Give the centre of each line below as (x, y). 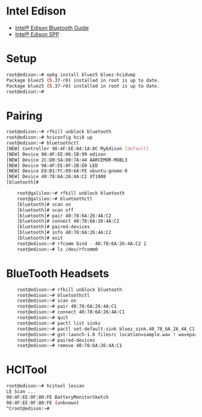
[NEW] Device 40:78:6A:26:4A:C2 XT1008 (56, 177)
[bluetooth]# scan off (45, 210)
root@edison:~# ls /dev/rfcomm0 (57, 249)
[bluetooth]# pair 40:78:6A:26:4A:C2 (64, 215)
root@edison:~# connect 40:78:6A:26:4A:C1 (71, 312)
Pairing (24, 116)
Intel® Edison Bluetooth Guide (52, 28)
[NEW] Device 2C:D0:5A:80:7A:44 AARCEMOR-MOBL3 (67, 160)
